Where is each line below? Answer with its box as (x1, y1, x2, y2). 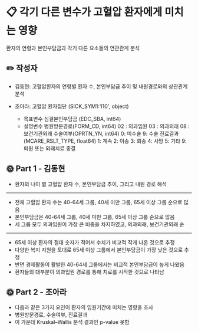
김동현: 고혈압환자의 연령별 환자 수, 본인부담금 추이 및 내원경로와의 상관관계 (14, 83, 188, 90)
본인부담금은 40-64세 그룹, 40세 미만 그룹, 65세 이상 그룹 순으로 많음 (14, 213, 175, 220)
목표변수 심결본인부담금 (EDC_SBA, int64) (23, 115, 121, 122)
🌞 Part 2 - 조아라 (6, 287, 67, 297)
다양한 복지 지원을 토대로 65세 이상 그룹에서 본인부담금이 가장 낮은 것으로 (14, 246, 183, 253)
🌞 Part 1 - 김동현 (6, 163, 65, 174)
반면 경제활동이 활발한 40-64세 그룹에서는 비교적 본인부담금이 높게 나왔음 (14, 261, 184, 268)
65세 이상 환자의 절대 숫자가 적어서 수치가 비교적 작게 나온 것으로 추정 (14, 238, 175, 245)
